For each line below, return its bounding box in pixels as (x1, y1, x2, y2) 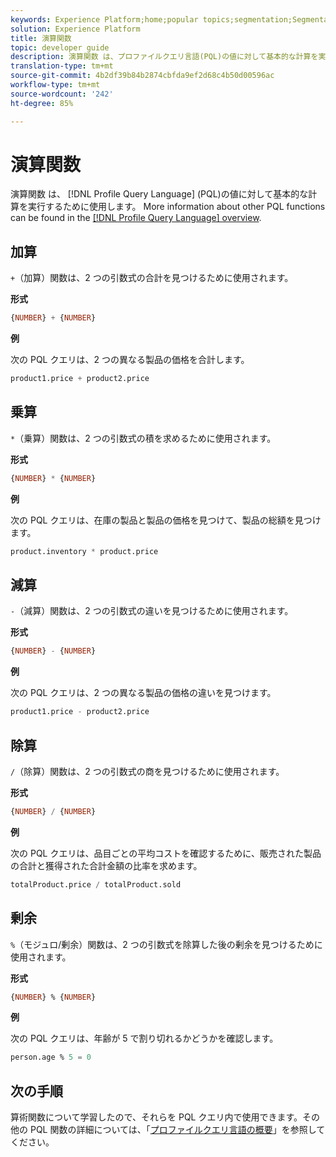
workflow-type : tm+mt (10, 80, 101, 90)
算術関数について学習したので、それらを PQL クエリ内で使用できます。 (10, 1111, 303, 1123)
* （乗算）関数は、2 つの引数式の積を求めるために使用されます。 (10, 432, 277, 444)
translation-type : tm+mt (10, 61, 114, 71)
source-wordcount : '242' (10, 89, 114, 99)
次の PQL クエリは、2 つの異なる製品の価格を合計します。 (10, 354, 250, 366)
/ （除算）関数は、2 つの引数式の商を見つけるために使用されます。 (10, 765, 285, 777)
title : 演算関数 (10, 33, 72, 43)
